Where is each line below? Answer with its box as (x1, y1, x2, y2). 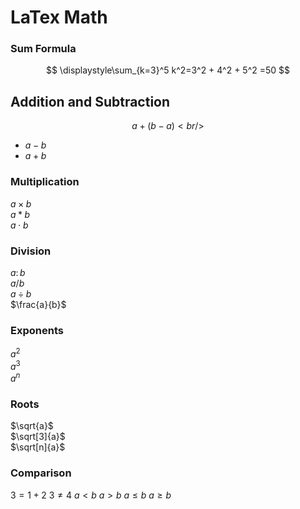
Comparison (10, 466, 72, 480)
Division (10, 244, 52, 258)
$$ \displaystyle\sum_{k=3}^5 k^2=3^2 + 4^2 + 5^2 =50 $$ (45, 64, 291, 76)
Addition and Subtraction (10, 93, 171, 110)
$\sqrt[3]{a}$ (10, 431, 66, 443)
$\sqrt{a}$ (10, 420, 54, 432)
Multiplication (10, 175, 80, 189)
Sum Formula (10, 42, 77, 56)
